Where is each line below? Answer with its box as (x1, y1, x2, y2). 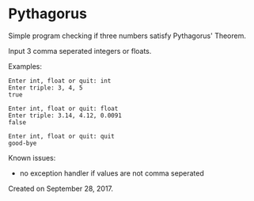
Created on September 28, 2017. (8, 184, 113, 193)
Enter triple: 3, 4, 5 (8, 84, 83, 92)
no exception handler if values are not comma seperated (19, 168, 204, 178)
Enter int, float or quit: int (8, 77, 112, 85)
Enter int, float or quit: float (8, 104, 119, 112)
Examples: (8, 61, 42, 71)
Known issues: (8, 153, 56, 162)
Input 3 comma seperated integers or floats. (8, 46, 152, 55)
